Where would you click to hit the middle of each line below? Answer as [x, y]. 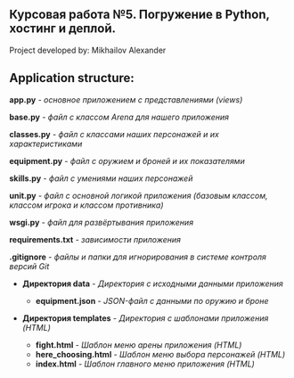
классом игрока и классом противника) [86, 205]
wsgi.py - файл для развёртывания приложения [102, 222]
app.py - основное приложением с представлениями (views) [126, 99]
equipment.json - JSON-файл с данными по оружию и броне [152, 300]
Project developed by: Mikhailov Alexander [88, 50]
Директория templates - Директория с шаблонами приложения [145, 318]
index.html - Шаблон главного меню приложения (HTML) [145, 364]
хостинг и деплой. [62, 29]
